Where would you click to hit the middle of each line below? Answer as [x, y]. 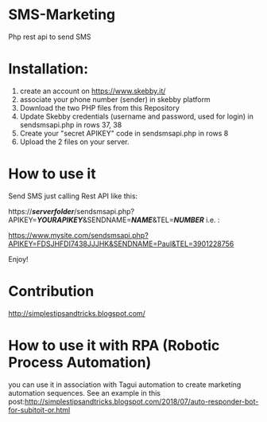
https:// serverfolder [41, 211]
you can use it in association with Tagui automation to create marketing [125, 385]
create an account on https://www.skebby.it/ [93, 91]
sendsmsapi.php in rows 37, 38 [71, 124]
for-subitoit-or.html [39, 410]
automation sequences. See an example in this [85, 393]
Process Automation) [80, 362]
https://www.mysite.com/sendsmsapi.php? [78, 235]
